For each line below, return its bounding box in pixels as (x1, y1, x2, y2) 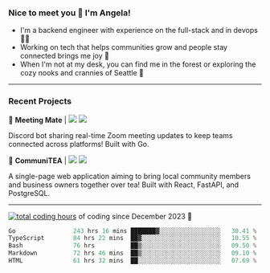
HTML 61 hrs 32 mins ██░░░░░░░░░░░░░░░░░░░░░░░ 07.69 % (8, 257, 257, 265)
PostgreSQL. (8, 188, 51, 198)
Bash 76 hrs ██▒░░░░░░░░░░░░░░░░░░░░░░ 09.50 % (8, 242, 257, 250)
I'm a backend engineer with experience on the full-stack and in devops (19, 26, 259, 35)
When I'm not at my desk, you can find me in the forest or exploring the (19, 59, 256, 69)
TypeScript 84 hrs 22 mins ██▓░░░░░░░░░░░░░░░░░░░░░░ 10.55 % (8, 234, 257, 242)
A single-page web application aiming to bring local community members (8, 171, 252, 181)
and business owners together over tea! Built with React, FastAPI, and (8, 180, 239, 189)
